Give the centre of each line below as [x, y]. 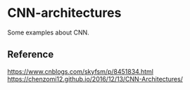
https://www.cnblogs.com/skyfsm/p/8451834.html [80, 71]
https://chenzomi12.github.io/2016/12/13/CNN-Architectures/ [95, 79]
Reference [31, 54]
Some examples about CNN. [48, 32]
